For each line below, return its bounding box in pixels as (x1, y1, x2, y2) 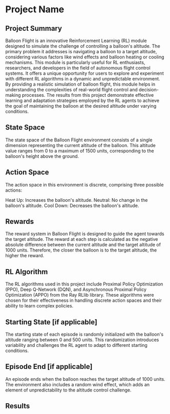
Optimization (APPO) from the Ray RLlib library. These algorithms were (5, 292, 155, 298)
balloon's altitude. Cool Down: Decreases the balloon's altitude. (5, 202, 139, 209)
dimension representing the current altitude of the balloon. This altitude (5, 142, 156, 148)
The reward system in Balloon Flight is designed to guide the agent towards (5, 231, 165, 237)
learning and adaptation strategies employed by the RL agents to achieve (5, 97, 160, 103)
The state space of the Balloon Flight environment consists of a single (5, 137, 153, 143)
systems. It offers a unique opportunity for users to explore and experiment (5, 70, 164, 76)
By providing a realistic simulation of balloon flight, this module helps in (5, 81, 156, 87)
